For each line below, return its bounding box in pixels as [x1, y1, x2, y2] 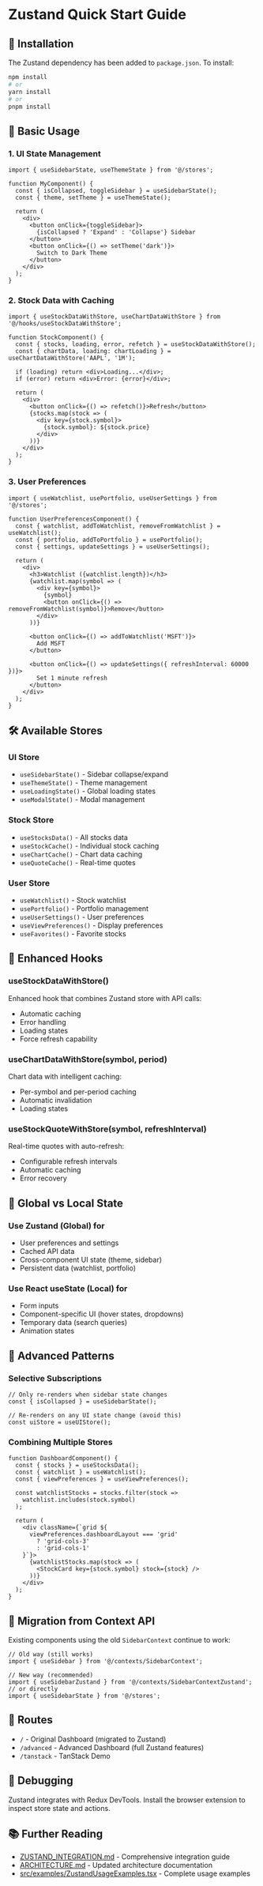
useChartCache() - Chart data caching [19, 849, 143, 859]
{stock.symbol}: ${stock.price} [43, 424, 150, 431]
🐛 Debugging [8, 1774, 73, 1787]
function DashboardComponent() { [8, 1455, 118, 1462]
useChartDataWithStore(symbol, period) [8, 1053, 167, 1064]
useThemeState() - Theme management [19, 778, 148, 788]
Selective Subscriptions [8, 1372, 103, 1383]
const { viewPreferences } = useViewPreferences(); [15, 1475, 190, 1483]
